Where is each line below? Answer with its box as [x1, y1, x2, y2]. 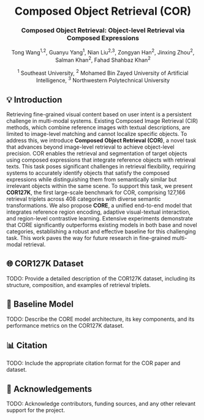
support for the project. [6, 407, 66, 414]
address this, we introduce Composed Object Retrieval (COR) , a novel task [6, 137, 197, 144]
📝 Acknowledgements [6, 384, 93, 394]
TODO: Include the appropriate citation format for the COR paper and [6, 359, 181, 367]
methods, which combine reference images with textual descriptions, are [6, 124, 191, 131]
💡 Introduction [6, 94, 62, 105]
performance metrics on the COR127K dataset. [6, 321, 124, 329]
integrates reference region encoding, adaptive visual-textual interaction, [6, 208, 191, 216]
